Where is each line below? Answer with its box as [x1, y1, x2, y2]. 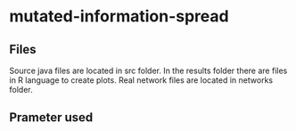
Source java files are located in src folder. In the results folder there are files [9, 65, 288, 76]
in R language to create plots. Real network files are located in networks [9, 75, 274, 86]
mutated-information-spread [9, 6, 229, 27]
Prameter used [9, 110, 94, 126]
